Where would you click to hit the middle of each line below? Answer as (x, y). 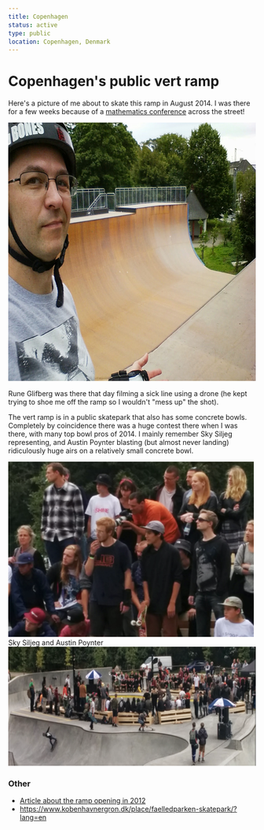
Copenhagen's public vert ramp (114, 82)
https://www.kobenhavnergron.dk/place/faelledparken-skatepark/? (128, 809)
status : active (33, 25)
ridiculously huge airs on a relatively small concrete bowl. (101, 451)
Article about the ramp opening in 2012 (82, 801)
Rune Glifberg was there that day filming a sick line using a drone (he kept (128, 394)
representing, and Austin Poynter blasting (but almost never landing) (119, 443)
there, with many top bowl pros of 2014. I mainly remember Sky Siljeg (121, 434)
